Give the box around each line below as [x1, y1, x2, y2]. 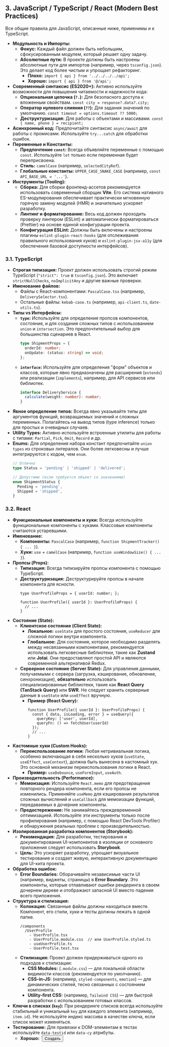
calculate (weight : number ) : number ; [24, 395, 102, 400]
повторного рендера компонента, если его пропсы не [20, 786, 137, 792]
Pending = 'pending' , [17, 484, 63, 489]
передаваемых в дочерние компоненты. [20, 801, 108, 808]
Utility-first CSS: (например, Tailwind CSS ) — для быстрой [27, 992, 153, 998]
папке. [20, 914, 34, 920]
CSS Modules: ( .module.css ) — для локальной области [27, 965, 145, 971]
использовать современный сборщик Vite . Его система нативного [20, 189, 164, 195]
